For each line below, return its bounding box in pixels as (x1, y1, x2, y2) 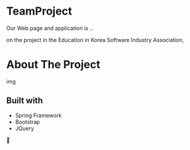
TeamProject (6, 4, 72, 18)
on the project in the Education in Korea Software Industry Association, (6, 36, 185, 43)
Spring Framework (15, 112, 62, 119)
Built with (6, 96, 43, 106)
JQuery (15, 124, 35, 132)
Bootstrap (15, 118, 40, 126)
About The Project (6, 58, 100, 71)
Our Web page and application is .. (6, 24, 93, 32)
